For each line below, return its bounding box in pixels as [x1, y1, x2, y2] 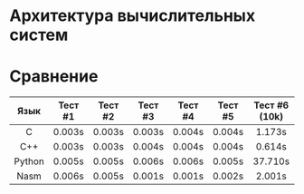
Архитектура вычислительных [9, 5, 256, 26]
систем [9, 24, 69, 45]
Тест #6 [253, 99, 290, 112]
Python [14, 155, 45, 168]
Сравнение [9, 66, 99, 87]
